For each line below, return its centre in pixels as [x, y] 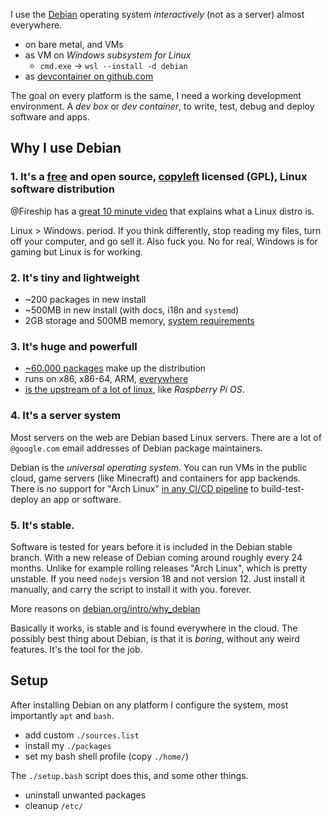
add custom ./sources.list [82, 735]
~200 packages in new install [85, 299]
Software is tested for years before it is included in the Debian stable [151, 546]
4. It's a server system [66, 416]
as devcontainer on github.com [89, 76]
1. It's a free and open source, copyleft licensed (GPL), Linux [159, 177]
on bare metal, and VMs [74, 44]
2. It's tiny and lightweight [75, 277]
